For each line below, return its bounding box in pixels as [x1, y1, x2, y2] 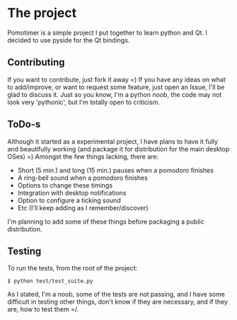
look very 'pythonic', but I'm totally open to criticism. [7, 98, 161, 106]
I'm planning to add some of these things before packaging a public [7, 217, 204, 226]
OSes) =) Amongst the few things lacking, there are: [7, 152, 159, 161]
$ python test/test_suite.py [7, 278, 93, 285]
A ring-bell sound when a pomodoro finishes [17, 173, 149, 182]
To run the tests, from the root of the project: [7, 264, 138, 273]
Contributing [7, 57, 65, 69]
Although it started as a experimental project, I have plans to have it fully [7, 137, 218, 146]
